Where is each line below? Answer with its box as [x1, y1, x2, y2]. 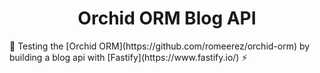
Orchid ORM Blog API [77, 7, 257, 30]
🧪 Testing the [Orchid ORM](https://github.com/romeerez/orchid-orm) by [9, 40, 311, 52]
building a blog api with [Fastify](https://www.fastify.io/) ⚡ [9, 51, 248, 63]
